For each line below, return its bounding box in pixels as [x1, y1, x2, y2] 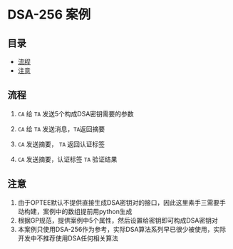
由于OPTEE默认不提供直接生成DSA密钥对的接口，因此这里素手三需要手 [17, 198, 227, 207]
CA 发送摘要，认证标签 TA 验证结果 [17, 155, 118, 163]
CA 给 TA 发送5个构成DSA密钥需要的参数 [17, 109, 134, 118]
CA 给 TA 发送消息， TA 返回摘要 [17, 124, 105, 133]
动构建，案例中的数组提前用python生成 [17, 207, 133, 215]
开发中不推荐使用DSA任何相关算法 [17, 233, 119, 243]
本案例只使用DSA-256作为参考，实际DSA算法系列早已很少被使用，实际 [17, 225, 227, 233]
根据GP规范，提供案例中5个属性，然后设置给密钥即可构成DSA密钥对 [17, 215, 219, 225]
